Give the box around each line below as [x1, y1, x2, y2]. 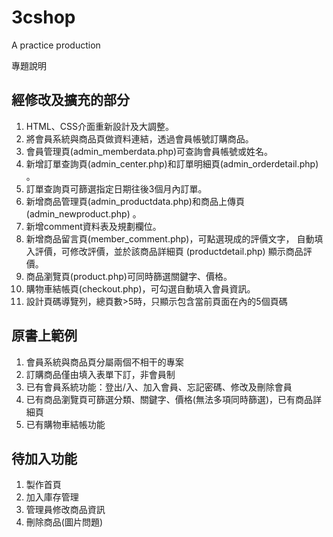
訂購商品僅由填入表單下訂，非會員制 [25, 368, 176, 380]
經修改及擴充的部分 [11, 92, 130, 109]
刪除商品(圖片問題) [25, 516, 104, 528]
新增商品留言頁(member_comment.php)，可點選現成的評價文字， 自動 [25, 232, 315, 245]
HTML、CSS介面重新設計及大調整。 [25, 120, 174, 132]
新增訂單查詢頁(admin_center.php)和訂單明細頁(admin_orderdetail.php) [25, 157, 319, 170]
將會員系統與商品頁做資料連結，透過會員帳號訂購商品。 [25, 132, 254, 145]
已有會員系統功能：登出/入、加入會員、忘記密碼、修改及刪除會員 [25, 381, 293, 393]
